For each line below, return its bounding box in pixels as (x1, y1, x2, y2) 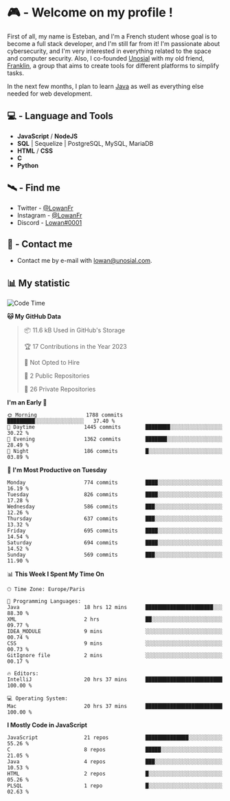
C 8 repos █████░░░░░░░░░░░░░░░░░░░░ (7, 747, 223, 754)
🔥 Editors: (7, 670, 39, 677)
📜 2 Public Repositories (23, 372, 90, 380)
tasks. (7, 69, 25, 77)
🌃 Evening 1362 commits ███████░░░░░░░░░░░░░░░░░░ (7, 436, 223, 443)
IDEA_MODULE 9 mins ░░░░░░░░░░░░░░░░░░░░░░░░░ (7, 628, 223, 635)
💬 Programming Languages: (7, 598, 81, 605)
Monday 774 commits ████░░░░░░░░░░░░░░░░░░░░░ (7, 479, 223, 487)
